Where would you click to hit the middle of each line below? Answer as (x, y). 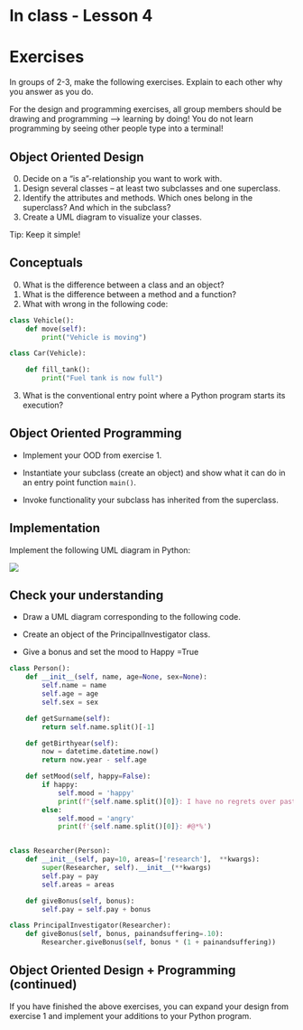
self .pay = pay (70, 876)
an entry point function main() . (79, 482)
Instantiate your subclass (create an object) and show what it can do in (154, 473)
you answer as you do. (51, 92)
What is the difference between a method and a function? (129, 294)
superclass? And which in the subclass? (96, 207)
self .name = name (74, 686)
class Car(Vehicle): (48, 353)
